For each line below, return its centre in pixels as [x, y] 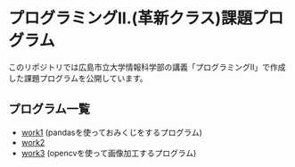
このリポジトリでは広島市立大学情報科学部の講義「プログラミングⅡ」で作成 [147, 67]
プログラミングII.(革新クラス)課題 [131, 18]
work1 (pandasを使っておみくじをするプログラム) [111, 132]
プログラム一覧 [49, 109]
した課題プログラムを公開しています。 [78, 78]
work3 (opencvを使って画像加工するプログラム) [109, 153]
